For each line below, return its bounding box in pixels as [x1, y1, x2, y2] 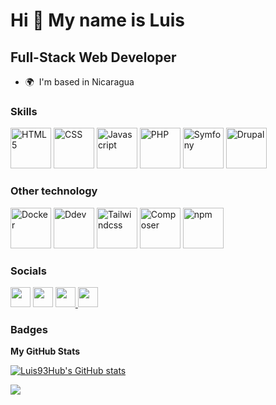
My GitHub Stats [10, 345, 81, 358]
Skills [10, 104, 38, 118]
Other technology [10, 184, 98, 198]
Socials [10, 264, 47, 278]
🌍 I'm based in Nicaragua [24, 76, 135, 88]
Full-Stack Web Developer [10, 49, 177, 66]
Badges [10, 322, 48, 336]
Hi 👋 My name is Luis [10, 9, 185, 32]
